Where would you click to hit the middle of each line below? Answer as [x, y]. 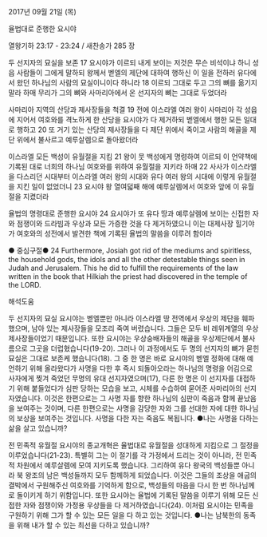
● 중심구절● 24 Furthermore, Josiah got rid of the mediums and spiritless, [130, 251]
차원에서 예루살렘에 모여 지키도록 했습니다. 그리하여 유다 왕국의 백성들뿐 [128, 465]
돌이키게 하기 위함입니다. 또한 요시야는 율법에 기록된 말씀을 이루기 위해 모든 [133, 495]
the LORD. [25, 285]
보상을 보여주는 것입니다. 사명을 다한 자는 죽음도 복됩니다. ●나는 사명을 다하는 [137, 418]
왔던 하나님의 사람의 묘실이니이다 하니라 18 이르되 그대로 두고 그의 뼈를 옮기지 [137, 83]
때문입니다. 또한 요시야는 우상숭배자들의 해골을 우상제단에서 [148, 338]
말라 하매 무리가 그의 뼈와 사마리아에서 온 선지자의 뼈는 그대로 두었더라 [118, 93]
